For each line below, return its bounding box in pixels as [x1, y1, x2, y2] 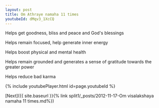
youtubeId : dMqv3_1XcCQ [5, 16, 55, 21]
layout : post [5, 7, 32, 12]
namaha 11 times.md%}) [5, 98, 55, 104]
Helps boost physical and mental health [5, 49, 86, 55]
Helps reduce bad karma [5, 74, 56, 80]
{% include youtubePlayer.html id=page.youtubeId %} [5, 83, 116, 89]
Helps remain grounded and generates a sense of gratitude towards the [5, 59, 152, 65]
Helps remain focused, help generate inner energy [5, 40, 108, 46]
